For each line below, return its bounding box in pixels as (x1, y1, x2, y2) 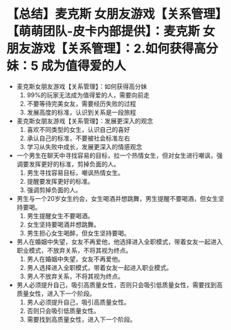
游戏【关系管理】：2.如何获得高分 (30, 41, 219, 57)
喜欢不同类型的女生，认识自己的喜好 (26, 125, 131, 133)
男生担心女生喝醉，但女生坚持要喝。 (26, 229, 131, 237)
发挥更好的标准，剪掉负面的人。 (28, 159, 120, 168)
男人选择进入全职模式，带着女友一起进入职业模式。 (26, 263, 173, 271)
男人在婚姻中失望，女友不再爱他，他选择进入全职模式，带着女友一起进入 (16, 237, 223, 246)
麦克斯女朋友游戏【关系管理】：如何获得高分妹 (16, 82, 147, 90)
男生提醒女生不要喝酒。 (26, 211, 94, 220)
